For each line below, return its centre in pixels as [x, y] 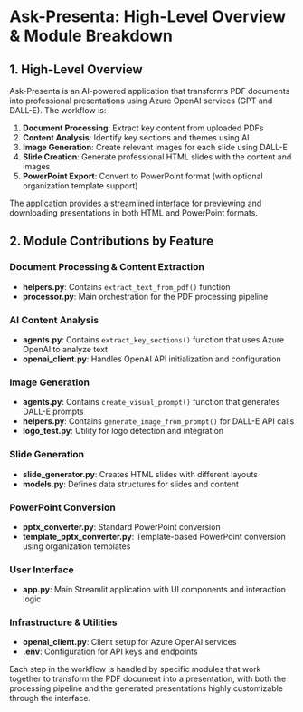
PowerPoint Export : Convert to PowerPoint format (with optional [143, 176]
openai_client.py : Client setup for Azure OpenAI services [129, 642]
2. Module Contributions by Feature [112, 241]
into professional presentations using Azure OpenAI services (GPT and [141, 101]
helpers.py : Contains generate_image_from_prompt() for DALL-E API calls [158, 421]
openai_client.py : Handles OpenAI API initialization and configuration [152, 359]
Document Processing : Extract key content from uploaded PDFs [143, 128]
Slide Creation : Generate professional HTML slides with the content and [157, 157]
